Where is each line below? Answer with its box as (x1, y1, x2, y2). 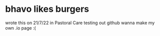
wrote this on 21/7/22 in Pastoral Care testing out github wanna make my (5, 20, 155, 26)
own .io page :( (5, 25, 36, 31)
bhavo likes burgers (5, 3, 89, 15)
